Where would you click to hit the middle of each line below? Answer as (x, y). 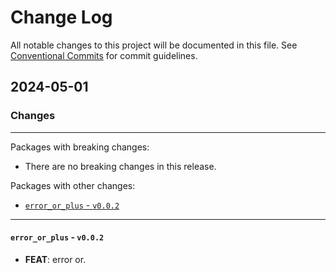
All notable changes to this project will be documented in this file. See (154, 45)
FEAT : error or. (55, 259)
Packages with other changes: (73, 185)
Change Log (61, 17)
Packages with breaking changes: (80, 147)
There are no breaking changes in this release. (120, 166)
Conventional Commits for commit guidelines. (104, 55)
